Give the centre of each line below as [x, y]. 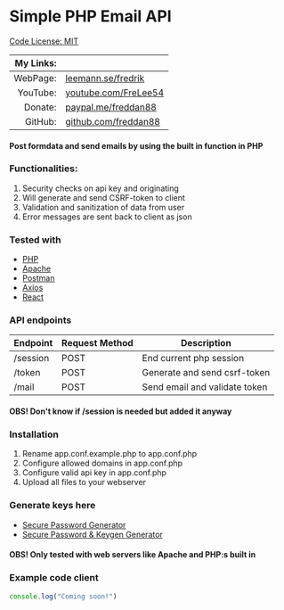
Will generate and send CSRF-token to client [103, 197]
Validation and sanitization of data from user [103, 207]
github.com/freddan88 [113, 121]
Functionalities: [44, 169]
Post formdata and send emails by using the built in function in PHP [136, 145]
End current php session [193, 359]
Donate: [40, 107]
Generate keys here [53, 506]
